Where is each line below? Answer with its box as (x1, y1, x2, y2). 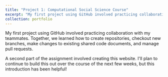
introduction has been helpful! (5, 66, 67, 72)
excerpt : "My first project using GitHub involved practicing (5, 12, 137, 17)
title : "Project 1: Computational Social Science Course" (5, 7, 128, 12)
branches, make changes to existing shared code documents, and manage (5, 41, 159, 47)
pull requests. (5, 46, 33, 52)
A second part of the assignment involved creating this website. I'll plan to (5, 56, 158, 62)
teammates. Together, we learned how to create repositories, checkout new (5, 35, 161, 41)
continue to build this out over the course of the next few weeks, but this (5, 61, 155, 67)
